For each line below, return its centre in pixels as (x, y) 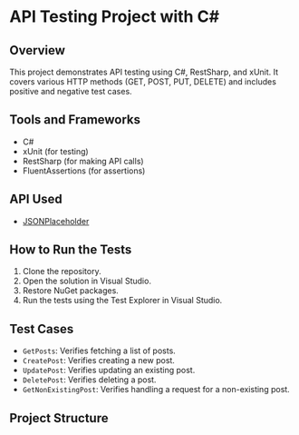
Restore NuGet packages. (71, 291)
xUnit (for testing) (55, 151)
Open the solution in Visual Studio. (87, 281)
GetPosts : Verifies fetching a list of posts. (99, 351)
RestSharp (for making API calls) (83, 161)
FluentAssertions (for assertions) (84, 171)
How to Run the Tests (71, 250)
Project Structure (59, 418)
